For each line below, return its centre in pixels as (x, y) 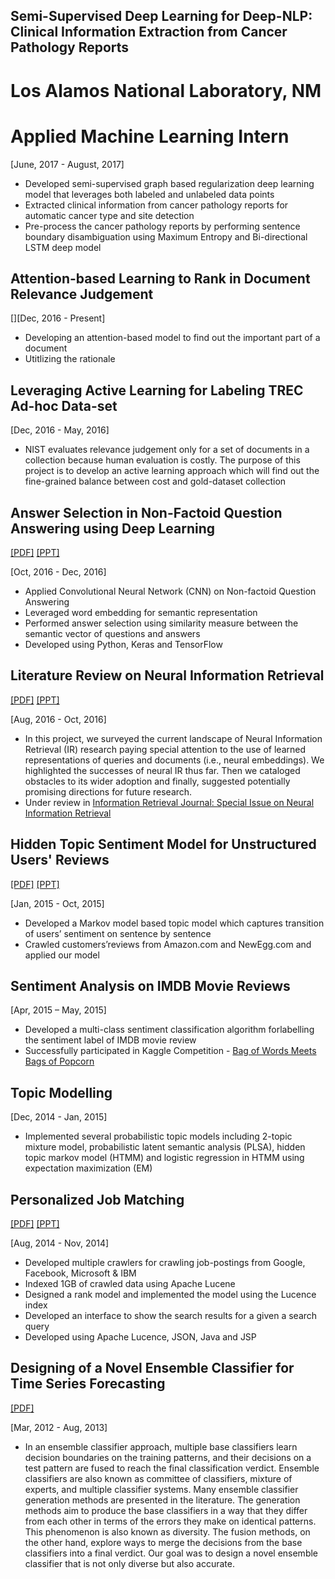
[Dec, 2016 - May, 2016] (60, 430)
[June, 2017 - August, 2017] (67, 164)
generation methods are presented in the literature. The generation (162, 1500)
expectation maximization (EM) (88, 1168)
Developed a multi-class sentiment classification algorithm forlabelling (169, 1030)
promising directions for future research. (108, 791)
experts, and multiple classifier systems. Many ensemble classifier (161, 1489)
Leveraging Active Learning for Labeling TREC (157, 390)
